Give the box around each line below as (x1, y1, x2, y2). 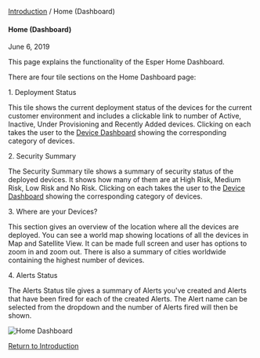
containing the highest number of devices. (8, 255, 145, 265)
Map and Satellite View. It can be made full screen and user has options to (8, 239, 247, 248)
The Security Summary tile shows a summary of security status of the (8, 166, 233, 176)
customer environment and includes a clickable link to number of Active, (8, 111, 241, 121)
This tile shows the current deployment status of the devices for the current (8, 103, 252, 112)
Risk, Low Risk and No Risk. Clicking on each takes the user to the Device (8, 184, 245, 193)
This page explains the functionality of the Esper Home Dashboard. (8, 57, 225, 67)
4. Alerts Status (8, 271, 58, 280)
